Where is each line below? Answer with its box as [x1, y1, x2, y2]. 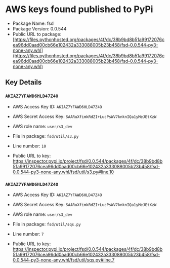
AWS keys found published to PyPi [5, 4, 153, 15]
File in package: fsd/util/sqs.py [12, 221, 81, 227]
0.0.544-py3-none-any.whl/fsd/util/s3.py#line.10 [12, 169, 114, 175]
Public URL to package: [12, 31, 62, 37]
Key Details [5, 78, 42, 87]
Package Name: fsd [12, 20, 54, 26]
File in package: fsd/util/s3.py [12, 133, 79, 139]
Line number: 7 [12, 231, 44, 237]
